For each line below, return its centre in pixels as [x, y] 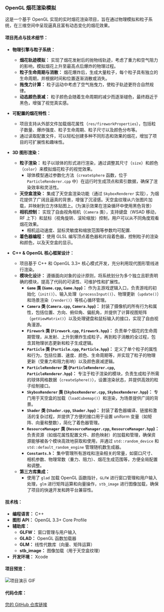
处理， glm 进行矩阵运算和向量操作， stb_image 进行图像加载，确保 [93, 484]
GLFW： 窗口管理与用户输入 [48, 532]
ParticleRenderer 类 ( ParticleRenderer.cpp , [71, 367]
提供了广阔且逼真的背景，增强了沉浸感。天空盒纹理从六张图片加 [88, 199]
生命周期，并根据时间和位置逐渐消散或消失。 [65, 78]
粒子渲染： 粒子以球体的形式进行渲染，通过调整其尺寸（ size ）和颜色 [89, 163]
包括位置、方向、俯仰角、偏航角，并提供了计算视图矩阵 [91, 312]
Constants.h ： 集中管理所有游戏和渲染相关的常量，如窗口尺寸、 [91, 453]
